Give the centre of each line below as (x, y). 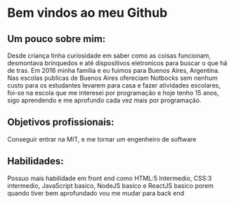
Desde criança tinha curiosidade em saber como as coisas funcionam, (109, 55)
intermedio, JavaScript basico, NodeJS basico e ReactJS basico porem (111, 185)
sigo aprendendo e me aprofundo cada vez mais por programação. (104, 100)
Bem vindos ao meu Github (87, 13)
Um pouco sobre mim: (57, 39)
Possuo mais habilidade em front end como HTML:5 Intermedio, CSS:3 (110, 178)
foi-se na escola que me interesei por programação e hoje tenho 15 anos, (113, 93)
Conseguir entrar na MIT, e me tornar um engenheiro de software (102, 139)
